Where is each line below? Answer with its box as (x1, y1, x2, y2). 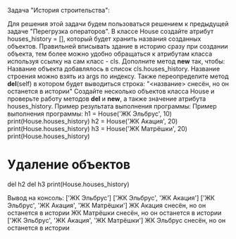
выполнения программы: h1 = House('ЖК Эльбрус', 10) (7, 109, 173, 118)
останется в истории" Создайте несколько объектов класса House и (7, 87, 215, 95)
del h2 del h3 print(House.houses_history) (7, 180, 130, 188)
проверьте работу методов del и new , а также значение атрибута (7, 94, 206, 103)
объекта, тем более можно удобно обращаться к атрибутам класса (7, 49, 213, 58)
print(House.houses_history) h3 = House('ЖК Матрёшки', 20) (7, 125, 188, 133)
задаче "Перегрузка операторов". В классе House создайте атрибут (7, 27, 214, 35)
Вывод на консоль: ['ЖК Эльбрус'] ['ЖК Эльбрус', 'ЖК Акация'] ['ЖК (7, 193, 215, 202)
